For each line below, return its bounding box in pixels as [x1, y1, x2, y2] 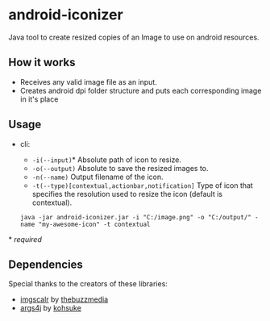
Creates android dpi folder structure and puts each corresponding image [19, 85, 262, 95]
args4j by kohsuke [19, 303, 82, 313]
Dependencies [8, 257, 83, 271]
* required [8, 234, 43, 244]
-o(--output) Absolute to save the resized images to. [31, 163, 209, 173]
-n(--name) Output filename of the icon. [31, 172, 164, 181]
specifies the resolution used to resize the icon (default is [31, 189, 223, 198]
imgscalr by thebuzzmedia [19, 294, 109, 304]
